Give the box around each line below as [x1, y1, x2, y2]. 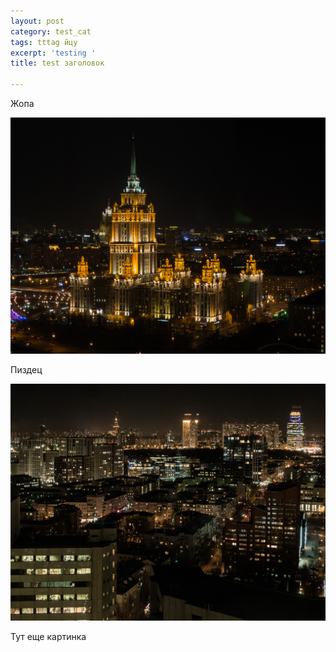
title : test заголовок [10, 58, 105, 69]
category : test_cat [10, 26, 92, 37]
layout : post [10, 16, 65, 26]
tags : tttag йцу [10, 37, 78, 47]
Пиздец [10, 364, 43, 376]
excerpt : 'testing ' [10, 48, 97, 58]
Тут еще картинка [10, 630, 87, 642]
